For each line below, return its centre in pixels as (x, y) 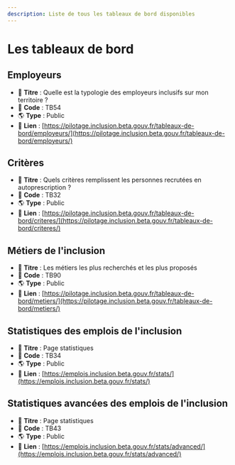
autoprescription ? (44, 187)
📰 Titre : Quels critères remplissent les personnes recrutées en (110, 180)
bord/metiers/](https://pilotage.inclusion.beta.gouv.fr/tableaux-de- (115, 301)
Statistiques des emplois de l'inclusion (95, 331)
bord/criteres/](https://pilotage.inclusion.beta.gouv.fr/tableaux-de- (115, 221)
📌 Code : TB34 (39, 356)
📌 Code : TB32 (39, 195)
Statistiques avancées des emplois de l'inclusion (118, 404)
